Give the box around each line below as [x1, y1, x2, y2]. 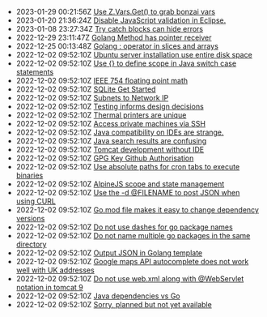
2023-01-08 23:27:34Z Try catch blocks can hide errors [15, 24, 204, 33]
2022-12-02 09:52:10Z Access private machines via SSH [15, 119, 206, 128]
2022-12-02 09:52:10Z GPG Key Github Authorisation [15, 153, 194, 163]
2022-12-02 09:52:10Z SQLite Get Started [15, 84, 156, 94]
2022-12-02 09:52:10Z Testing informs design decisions [15, 101, 204, 111]
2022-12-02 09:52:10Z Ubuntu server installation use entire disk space [15, 50, 252, 59]
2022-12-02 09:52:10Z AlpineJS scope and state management [15, 179, 225, 189]
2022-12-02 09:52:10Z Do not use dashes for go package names [15, 222, 233, 232]
